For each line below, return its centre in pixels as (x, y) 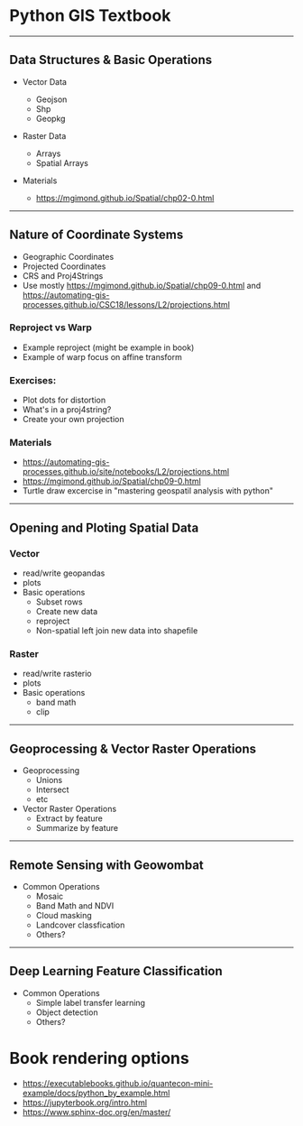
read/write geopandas (64, 573)
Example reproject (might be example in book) (108, 347)
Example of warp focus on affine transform (102, 356)
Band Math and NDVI (75, 906)
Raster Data (44, 135)
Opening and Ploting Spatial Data (104, 527)
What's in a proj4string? (67, 410)
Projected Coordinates (64, 266)
